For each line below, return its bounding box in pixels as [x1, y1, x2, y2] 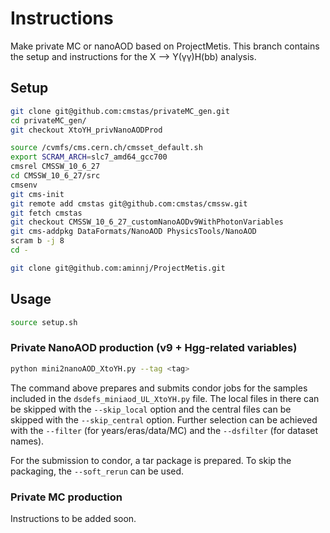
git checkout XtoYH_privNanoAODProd [10, 125, 163, 135]
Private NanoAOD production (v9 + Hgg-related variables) [10, 341, 298, 355]
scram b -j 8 [10, 236, 65, 246]
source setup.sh [10, 317, 78, 327]
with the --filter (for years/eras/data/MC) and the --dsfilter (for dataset [10, 424, 319, 436]
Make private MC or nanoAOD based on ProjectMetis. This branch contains [10, 40, 320, 52]
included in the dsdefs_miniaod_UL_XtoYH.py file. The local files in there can [10, 392, 320, 404]
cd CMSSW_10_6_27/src [10, 171, 101, 181]
